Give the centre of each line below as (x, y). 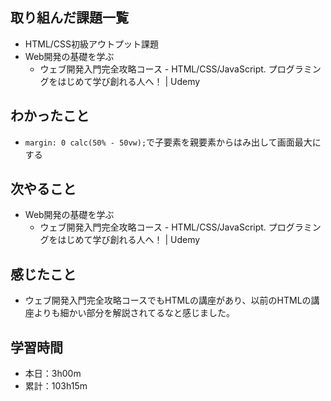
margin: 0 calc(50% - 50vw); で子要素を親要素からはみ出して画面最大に (173, 142)
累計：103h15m (56, 386)
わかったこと (50, 116)
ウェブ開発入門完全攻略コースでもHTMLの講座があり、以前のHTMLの (168, 300)
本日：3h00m (53, 374)
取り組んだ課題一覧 (69, 18)
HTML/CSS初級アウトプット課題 (92, 44)
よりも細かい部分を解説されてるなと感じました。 (134, 313)
